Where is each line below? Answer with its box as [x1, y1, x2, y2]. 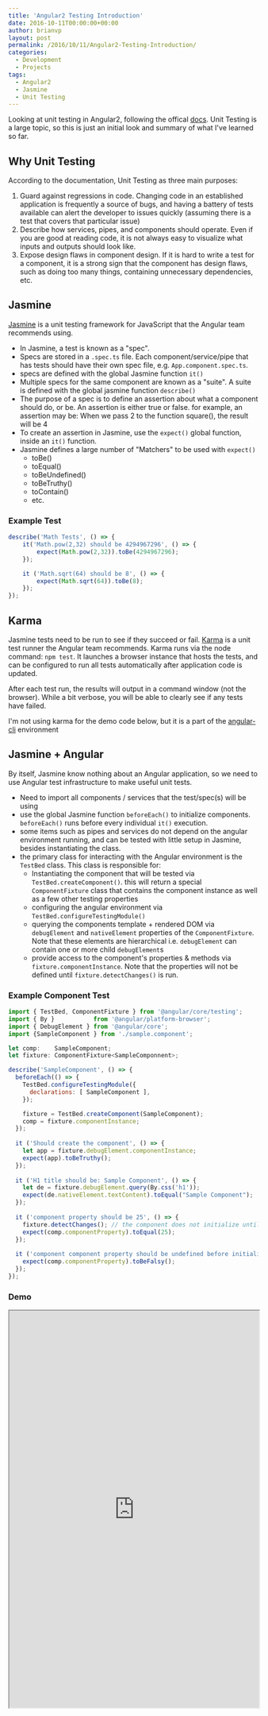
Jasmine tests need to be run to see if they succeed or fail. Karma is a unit [8, 635, 251, 644]
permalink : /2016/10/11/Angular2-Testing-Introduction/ [8, 41, 197, 49]
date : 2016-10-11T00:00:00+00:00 [8, 19, 119, 27]
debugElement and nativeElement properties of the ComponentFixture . [31, 927, 255, 937]
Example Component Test [8, 990, 110, 1001]
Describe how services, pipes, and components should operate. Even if [19, 225, 254, 234]
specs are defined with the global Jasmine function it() [19, 369, 204, 378]
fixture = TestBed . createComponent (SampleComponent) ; [22, 1110, 204, 1118]
